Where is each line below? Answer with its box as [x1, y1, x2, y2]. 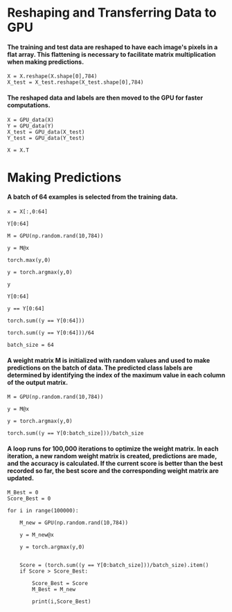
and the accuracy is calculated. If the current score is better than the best [7, 459, 223, 467]
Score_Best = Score [32, 580, 89, 587]
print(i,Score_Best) [32, 598, 91, 605]
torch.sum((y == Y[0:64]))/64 [7, 329, 95, 336]
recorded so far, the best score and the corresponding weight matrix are [7, 466, 220, 475]
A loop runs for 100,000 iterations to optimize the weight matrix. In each [7, 444, 219, 453]
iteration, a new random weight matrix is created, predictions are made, [7, 451, 217, 460]
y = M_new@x [19, 532, 54, 539]
